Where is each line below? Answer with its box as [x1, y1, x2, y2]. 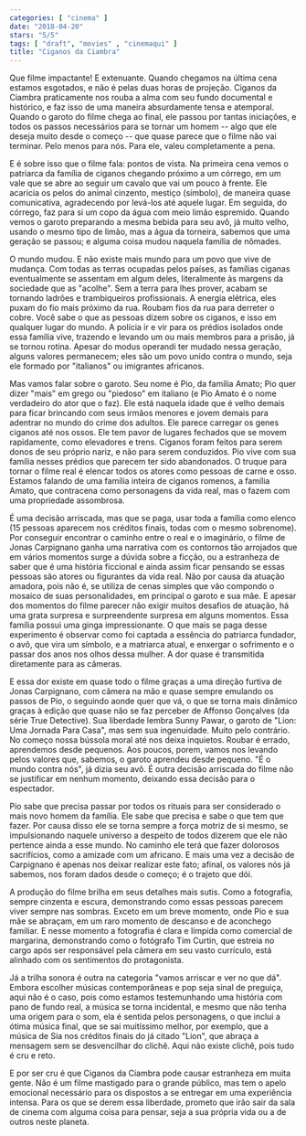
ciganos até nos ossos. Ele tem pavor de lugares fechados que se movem [9, 427, 287, 438]
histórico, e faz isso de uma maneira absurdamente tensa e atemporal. [9, 102, 275, 113]
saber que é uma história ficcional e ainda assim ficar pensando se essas [9, 562, 286, 573]
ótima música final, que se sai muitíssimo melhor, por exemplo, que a [9, 1021, 269, 1032]
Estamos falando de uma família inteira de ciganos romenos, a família [9, 476, 270, 487]
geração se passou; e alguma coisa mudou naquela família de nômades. [9, 236, 281, 247]
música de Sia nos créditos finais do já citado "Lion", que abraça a [9, 1031, 259, 1042]
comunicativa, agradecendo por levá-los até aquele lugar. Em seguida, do [9, 198, 288, 209]
